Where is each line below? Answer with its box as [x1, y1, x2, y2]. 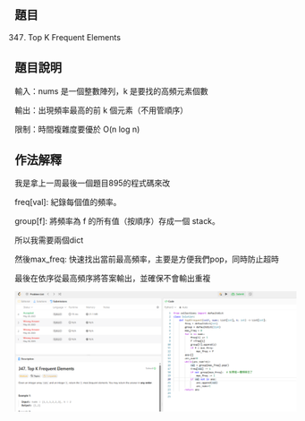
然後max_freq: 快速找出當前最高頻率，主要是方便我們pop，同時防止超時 [14, 253, 280, 265]
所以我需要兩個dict [14, 235, 84, 245]
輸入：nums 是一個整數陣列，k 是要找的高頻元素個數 [14, 85, 208, 96]
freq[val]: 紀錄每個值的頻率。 [14, 197, 122, 208]
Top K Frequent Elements [27, 31, 122, 42]
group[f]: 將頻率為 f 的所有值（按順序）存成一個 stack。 [14, 216, 220, 227]
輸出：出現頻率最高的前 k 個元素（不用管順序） [14, 105, 189, 116]
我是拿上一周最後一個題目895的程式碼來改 [14, 177, 171, 189]
